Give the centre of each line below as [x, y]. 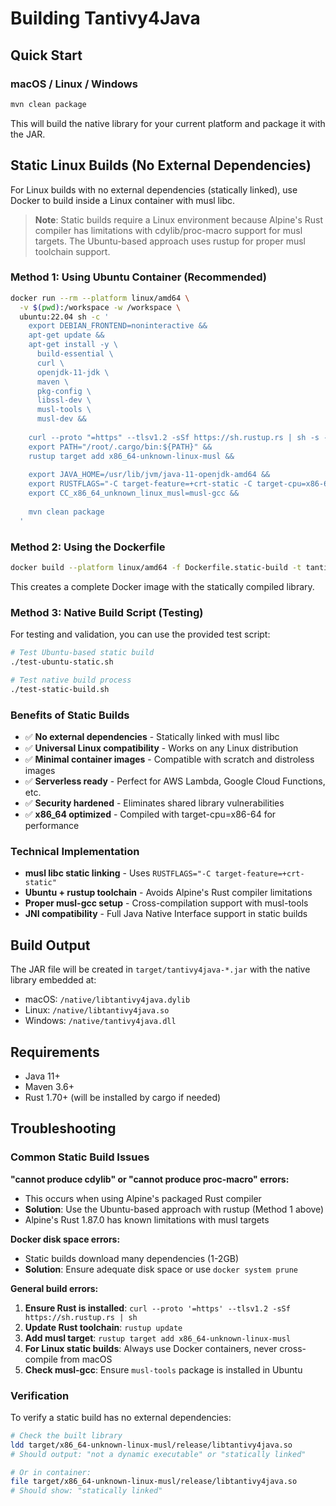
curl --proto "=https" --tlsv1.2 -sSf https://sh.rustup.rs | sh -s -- [180, 437]
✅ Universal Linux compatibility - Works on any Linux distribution [161, 748]
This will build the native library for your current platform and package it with [168, 123]
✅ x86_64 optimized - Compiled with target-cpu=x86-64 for [150, 814]
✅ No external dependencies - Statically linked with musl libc [152, 736]
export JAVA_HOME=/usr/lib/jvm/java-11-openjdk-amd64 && [149, 475]
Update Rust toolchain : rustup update [103, 1327]
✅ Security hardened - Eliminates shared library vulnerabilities [154, 803]
